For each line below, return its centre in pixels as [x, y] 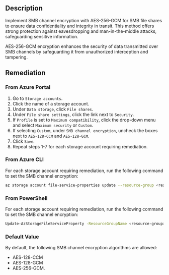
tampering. [17, 57]
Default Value [22, 237]
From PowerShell [26, 198]
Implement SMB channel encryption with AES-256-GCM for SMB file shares [84, 20]
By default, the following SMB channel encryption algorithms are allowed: [81, 248]
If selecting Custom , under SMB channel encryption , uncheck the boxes [85, 130]
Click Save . [24, 141]
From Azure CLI [24, 159]
